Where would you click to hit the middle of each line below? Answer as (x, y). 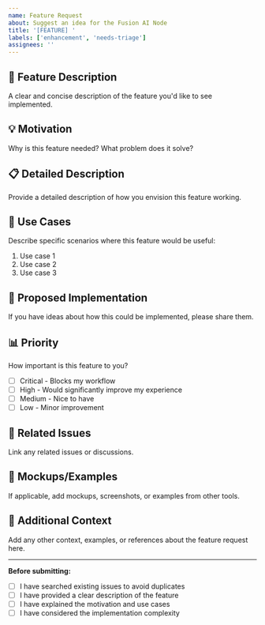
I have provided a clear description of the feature (99, 595)
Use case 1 (37, 256)
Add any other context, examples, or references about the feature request (128, 540)
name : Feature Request (45, 15)
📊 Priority (34, 343)
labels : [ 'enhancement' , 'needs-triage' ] (77, 38)
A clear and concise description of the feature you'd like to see (110, 96)
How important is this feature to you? (68, 365)
